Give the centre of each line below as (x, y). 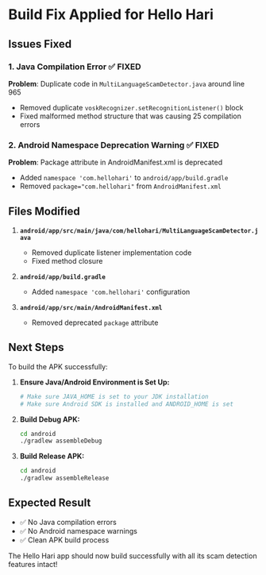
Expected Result (50, 503)
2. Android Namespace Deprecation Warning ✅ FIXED (114, 145)
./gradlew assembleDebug (61, 441)
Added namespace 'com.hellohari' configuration (111, 291)
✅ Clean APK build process (64, 540)
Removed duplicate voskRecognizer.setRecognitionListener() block (131, 107)
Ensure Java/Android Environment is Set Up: (94, 382)
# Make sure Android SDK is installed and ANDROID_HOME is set (127, 404)
